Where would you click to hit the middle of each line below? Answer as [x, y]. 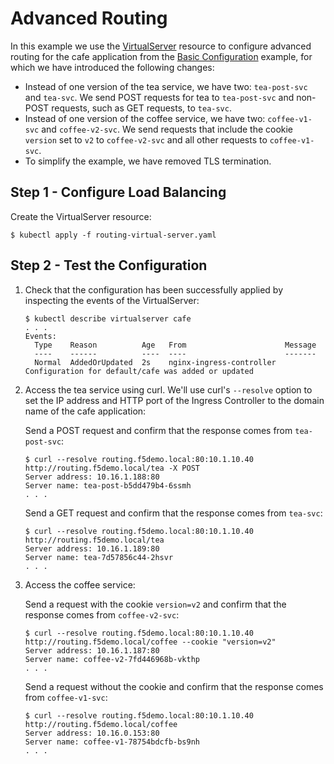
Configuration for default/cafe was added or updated [139, 371]
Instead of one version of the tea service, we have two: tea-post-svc [166, 86]
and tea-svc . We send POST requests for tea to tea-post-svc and [159, 97]
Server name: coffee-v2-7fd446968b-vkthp [112, 659]
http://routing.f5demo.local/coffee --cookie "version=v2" [150, 642]
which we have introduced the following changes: [112, 67]
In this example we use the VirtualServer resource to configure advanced [161, 46]
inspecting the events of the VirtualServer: [112, 300]
